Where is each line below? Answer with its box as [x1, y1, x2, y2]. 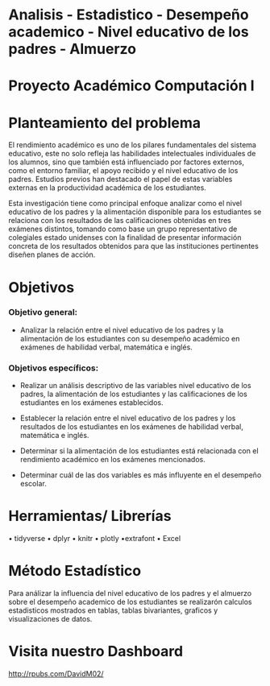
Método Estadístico [8, 562, 142, 581]
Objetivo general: [8, 307, 78, 318]
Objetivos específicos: [8, 362, 99, 374]
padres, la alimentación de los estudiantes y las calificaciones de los [19, 389, 247, 399]
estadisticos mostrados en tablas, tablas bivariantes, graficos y [8, 605, 218, 615]
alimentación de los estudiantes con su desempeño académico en [19, 333, 240, 343]
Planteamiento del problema [8, 114, 201, 132]
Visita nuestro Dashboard [8, 643, 184, 661]
